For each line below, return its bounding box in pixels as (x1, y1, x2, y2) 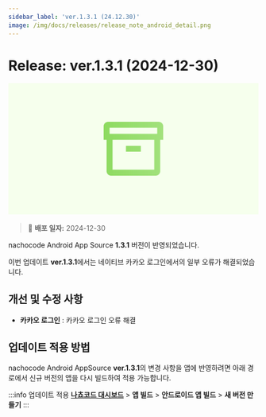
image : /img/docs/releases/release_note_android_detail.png (8, 21, 212, 29)
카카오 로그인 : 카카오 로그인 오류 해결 (19, 315, 137, 325)
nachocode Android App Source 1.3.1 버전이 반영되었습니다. (8, 240, 200, 250)
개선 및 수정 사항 (8, 293, 83, 306)
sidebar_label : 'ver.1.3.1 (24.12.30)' (8, 13, 141, 21)
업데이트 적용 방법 (8, 341, 91, 354)
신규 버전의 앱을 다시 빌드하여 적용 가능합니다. (29, 373, 172, 383)
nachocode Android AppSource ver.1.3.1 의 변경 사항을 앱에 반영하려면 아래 (8, 363, 246, 373)
